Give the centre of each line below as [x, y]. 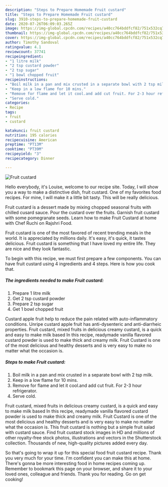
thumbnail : [16, 33]
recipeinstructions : [27, 80]
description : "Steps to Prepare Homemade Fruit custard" [66, 10]
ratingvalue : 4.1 [23, 47]
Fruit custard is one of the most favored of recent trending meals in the [78, 233]
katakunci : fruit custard [32, 131]
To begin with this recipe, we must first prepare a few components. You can [83, 258]
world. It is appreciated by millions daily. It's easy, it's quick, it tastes [75, 238]
